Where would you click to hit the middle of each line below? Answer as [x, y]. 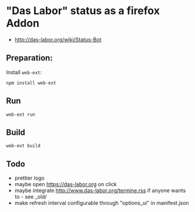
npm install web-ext [31, 83]
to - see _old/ [31, 197]
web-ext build [23, 146]
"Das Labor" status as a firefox [83, 11]
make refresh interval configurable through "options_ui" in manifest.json [102, 203]
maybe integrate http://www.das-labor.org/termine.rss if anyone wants [100, 191]
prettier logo [30, 178]
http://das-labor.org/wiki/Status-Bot [58, 39]
